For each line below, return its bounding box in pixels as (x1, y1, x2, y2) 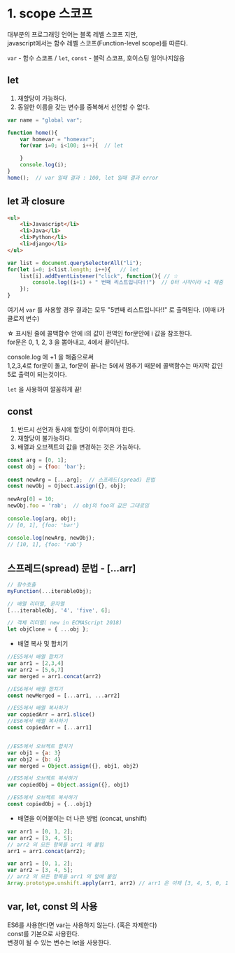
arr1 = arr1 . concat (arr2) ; (7, 847, 86, 854)
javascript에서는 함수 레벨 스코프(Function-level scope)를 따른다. (7, 38, 188, 47)
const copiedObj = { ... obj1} (7, 801, 92, 808)
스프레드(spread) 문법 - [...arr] (7, 562, 136, 574)
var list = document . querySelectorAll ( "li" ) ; (7, 259, 142, 266)
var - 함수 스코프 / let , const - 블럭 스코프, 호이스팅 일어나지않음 (7, 53, 185, 62)
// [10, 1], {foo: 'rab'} (7, 541, 83, 548)
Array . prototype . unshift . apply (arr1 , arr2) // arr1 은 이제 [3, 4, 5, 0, (7, 880, 222, 887)
